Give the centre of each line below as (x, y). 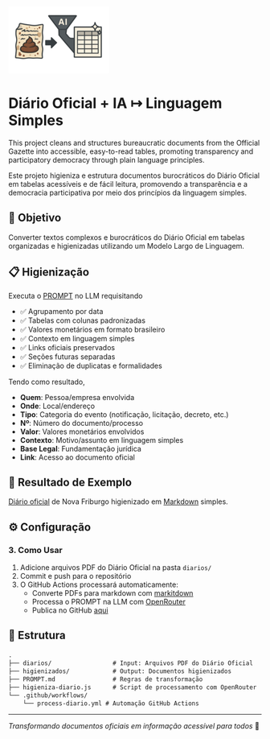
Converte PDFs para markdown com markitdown (112, 593)
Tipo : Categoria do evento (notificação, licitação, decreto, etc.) (124, 414)
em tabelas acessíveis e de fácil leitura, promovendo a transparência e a (128, 184)
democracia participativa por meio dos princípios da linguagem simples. (128, 192)
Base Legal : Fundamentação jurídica (81, 448)
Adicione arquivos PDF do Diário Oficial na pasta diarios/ (116, 568)
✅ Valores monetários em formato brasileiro (92, 329)
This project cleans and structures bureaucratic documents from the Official (134, 142)
